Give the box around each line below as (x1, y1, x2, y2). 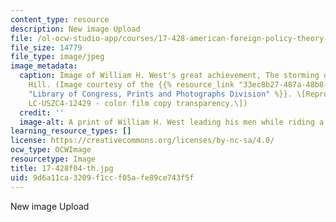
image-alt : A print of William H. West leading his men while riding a (19, 117, 325, 127)
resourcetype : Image (10, 154, 97, 164)
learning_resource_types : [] (10, 126, 132, 136)
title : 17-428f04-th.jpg (10, 163, 114, 173)
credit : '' (19, 107, 65, 118)
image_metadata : (10, 61, 78, 71)
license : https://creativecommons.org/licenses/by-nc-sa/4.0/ (10, 136, 275, 146)
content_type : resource (10, 14, 110, 25)
